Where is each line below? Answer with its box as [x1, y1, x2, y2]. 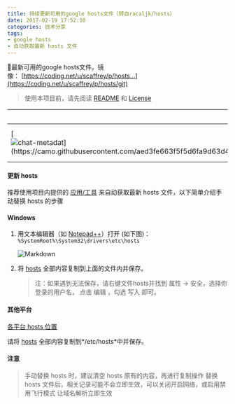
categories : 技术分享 [7, 23, 66, 30]
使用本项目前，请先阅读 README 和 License [24, 94, 152, 102]
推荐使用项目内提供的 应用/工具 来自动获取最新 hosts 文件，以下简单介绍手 [7, 188, 222, 197]
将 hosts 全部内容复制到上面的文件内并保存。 [17, 264, 148, 273]
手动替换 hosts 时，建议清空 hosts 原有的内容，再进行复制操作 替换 [24, 371, 218, 379]
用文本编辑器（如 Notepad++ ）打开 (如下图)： [17, 230, 151, 238]
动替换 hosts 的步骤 [7, 197, 64, 205]
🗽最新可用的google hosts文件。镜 [7, 63, 104, 71]
